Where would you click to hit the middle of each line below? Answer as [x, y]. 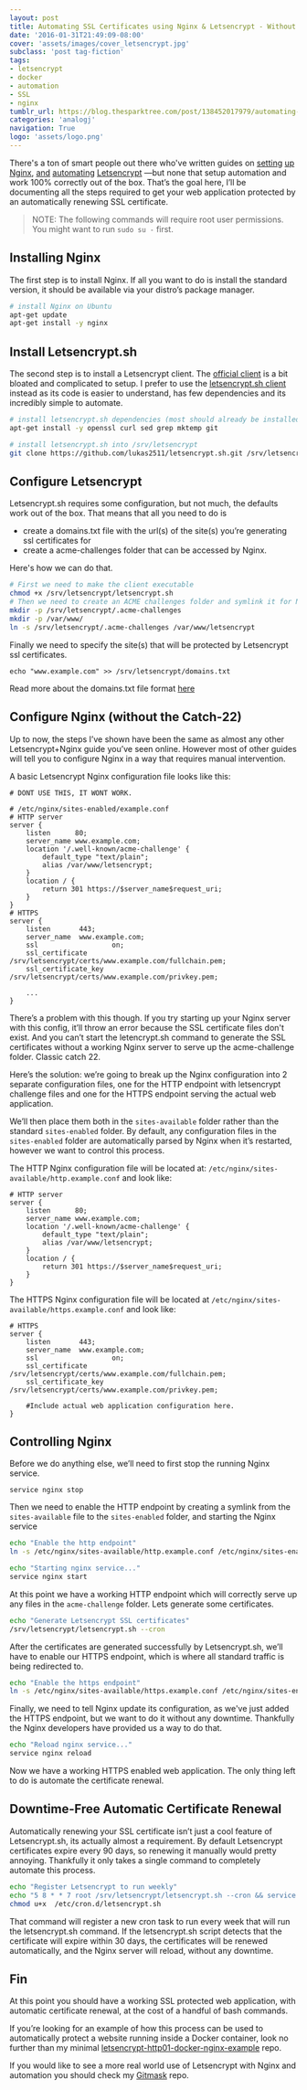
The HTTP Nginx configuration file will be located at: [108, 1168]
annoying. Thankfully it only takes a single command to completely [135, 1860]
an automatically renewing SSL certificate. [89, 201]
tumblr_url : [32, 111]
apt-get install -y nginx [58, 324]
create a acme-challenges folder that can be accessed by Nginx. [145, 550]
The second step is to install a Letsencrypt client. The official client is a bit [149, 374]
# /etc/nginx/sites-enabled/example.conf [90, 809]
